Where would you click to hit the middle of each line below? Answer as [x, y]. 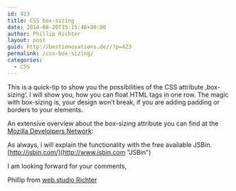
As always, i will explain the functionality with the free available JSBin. [109, 144]
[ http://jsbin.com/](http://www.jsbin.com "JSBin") [79, 152]
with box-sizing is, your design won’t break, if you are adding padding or [114, 102]
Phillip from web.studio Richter [52, 180]
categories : [25, 60]
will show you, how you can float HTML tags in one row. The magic [130, 94]
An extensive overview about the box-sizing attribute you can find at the [113, 123]
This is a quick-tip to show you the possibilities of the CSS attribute [106, 87]
